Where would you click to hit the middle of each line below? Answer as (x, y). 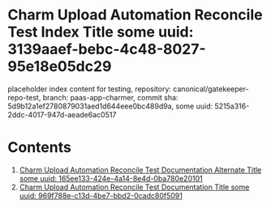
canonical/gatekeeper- (211, 89)
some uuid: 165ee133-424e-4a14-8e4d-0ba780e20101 (111, 178)
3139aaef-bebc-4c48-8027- (107, 49)
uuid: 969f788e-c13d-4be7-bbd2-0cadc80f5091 (101, 195)
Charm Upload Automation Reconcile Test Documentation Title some (134, 187)
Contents (40, 148)
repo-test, (24, 97)
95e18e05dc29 (60, 67)
